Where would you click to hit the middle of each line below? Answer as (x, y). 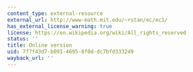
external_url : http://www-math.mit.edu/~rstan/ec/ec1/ (88, 20)
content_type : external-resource (55, 13)
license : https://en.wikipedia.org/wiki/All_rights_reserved (97, 33)
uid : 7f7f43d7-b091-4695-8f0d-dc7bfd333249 (71, 52)
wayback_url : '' (30, 58)
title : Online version (40, 45)
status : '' (23, 39)
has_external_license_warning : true (60, 26)
